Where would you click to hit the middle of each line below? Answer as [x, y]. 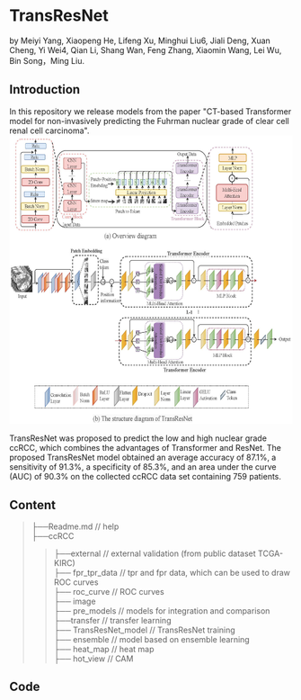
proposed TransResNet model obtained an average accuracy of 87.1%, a [143, 458]
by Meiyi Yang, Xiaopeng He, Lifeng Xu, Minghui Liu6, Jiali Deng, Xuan [140, 40]
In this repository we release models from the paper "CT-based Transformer [150, 111]
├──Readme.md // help [75, 526]
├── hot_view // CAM [93, 659]
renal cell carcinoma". [49, 130]
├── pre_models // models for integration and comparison [162, 611]
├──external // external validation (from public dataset [155, 553]
